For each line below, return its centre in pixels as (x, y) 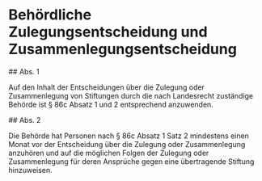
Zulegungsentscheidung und (108, 32)
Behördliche (50, 15)
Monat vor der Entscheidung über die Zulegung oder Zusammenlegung (127, 144)
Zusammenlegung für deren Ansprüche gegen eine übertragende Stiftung (131, 161)
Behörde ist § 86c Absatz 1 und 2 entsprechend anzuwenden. (111, 104)
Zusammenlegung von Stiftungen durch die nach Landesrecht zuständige (131, 95)
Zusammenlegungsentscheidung (123, 49)
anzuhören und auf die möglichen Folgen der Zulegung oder (109, 153)
